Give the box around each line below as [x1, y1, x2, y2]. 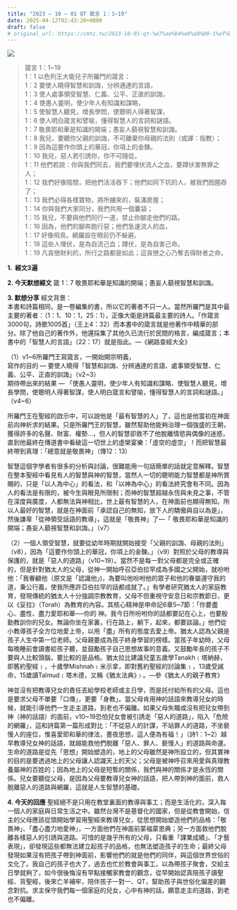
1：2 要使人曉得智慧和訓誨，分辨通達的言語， [24, 81, 157, 90]
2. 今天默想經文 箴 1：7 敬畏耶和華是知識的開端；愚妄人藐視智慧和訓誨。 [7, 279, 217, 287]
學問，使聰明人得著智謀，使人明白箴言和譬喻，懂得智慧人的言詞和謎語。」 [13, 388, 227, 396]
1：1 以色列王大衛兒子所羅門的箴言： [24, 72, 131, 81]
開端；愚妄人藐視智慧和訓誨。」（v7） [7, 523, 114, 533]
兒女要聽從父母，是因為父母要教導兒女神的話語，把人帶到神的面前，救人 [19, 774, 230, 783]
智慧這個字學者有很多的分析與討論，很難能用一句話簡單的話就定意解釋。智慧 [7, 462, 230, 471]
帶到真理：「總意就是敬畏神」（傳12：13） [13, 447, 132, 456]
